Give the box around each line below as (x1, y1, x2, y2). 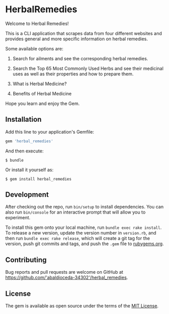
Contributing (5, 255, 47, 264)
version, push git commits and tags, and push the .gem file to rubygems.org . (5, 241, 164, 247)
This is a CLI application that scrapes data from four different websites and (5, 30, 162, 36)
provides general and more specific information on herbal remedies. (5, 36, 148, 42)
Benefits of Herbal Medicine (12, 90, 72, 96)
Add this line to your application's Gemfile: (5, 128, 94, 135)
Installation (5, 115, 42, 124)
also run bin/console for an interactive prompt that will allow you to (5, 209, 146, 215)
